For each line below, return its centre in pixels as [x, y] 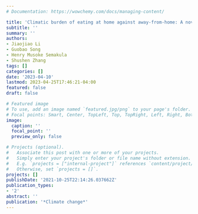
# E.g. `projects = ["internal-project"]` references [76, 163]
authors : [17, 39]
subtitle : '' [22, 28]
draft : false [22, 93]
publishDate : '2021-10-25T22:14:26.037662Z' [62, 180]
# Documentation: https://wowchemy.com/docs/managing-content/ [85, 11]
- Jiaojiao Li [24, 44]
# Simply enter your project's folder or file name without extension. [99, 158]
